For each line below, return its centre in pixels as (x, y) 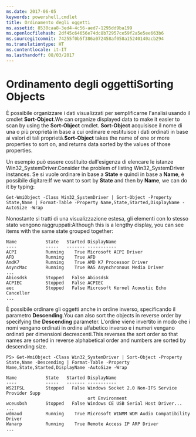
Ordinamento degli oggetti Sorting (90, 84)
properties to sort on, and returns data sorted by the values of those (89, 144)
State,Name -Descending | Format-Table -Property (68, 362)
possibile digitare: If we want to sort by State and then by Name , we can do (97, 180)
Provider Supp (23, 393)
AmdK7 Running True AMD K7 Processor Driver (77, 262)
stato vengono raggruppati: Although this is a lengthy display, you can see (95, 225)
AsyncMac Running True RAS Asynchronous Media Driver (85, 267)
